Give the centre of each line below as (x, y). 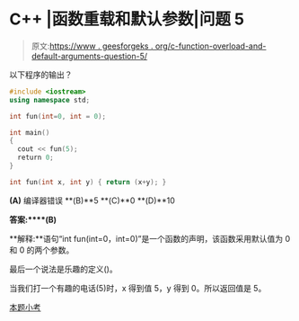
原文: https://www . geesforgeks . (92, 46)
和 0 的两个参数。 (42, 250)
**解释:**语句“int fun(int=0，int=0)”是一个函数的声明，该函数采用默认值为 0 (149, 238)
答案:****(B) (33, 219)
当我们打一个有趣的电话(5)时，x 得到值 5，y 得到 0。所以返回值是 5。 (138, 288)
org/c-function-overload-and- (211, 46)
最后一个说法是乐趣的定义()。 (64, 269)
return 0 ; (35, 158)
